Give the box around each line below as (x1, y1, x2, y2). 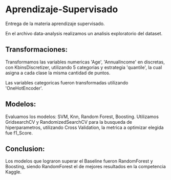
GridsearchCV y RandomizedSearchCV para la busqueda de (5, 119, 132, 125)
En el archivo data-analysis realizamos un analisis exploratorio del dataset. (5, 30, 163, 36)
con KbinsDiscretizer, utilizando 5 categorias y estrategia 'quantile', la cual (5, 64, 162, 70)
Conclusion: (5, 144, 45, 153)
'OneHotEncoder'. (5, 85, 43, 91)
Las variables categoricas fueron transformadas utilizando (5, 79, 129, 85)
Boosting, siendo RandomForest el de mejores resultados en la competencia (5, 164, 166, 170)
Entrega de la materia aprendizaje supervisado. (5, 20, 105, 27)
